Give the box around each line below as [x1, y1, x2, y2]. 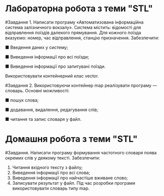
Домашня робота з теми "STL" [5, 134, 138, 145]
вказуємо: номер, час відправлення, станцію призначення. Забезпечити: [5, 35, 160, 41]
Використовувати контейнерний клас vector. [5, 73, 99, 79]
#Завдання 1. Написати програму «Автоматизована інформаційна [5, 19, 144, 25]
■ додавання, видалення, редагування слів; [5, 107, 98, 112]
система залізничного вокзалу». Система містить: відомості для [5, 24, 141, 30]
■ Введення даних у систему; [5, 44, 68, 50]
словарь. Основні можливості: [5, 87, 70, 93]
